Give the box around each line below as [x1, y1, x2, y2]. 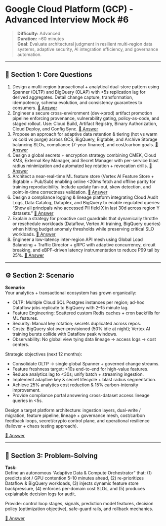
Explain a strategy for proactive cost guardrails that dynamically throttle [12, 215, 158, 221]
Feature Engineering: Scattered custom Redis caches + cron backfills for [12, 310, 161, 316]
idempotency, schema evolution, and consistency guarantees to [12, 99, 142, 105]
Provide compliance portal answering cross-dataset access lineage [12, 392, 150, 398]
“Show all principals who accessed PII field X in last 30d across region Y [12, 205, 160, 211]
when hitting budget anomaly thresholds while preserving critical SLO [12, 226, 154, 232]
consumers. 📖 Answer [12, 105, 58, 111]
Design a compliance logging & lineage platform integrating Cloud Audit [12, 194, 158, 200]
